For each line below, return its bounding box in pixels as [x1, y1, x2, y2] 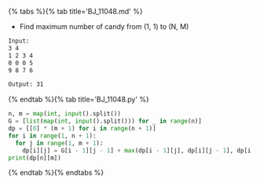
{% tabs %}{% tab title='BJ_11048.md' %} [8, 7, 143, 16]
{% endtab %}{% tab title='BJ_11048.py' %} [8, 94, 149, 105]
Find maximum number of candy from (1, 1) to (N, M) [19, 22, 189, 31]
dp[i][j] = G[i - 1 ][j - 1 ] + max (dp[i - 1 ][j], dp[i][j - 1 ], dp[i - [22, 146, 258, 154]
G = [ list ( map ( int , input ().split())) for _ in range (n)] [8, 117, 202, 125]
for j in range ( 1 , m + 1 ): [15, 139, 104, 147]
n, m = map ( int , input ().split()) [8, 110, 122, 118]
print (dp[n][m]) [8, 153, 61, 162]
